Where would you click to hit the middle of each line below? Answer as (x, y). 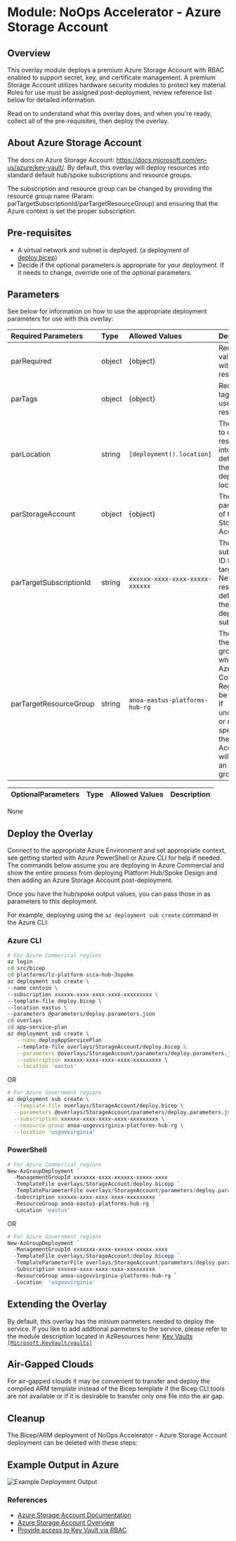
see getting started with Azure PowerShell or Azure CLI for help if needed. (114, 858)
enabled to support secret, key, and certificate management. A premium (111, 77)
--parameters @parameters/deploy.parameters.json (81, 1014)
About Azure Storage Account (74, 143)
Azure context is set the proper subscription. (72, 211)
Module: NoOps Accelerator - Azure (114, 12)
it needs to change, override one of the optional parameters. (105, 272)
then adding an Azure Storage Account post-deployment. (90, 880)
